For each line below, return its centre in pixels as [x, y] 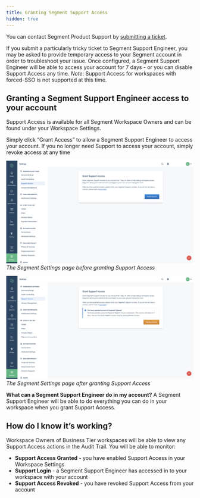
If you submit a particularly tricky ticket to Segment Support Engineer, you [97, 48]
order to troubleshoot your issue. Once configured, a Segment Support [93, 61]
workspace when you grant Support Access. [61, 407]
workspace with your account [51, 477]
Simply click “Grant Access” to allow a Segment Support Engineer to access [99, 140]
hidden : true [22, 19]
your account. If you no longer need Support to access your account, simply [100, 146]
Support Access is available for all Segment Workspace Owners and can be [99, 122]
